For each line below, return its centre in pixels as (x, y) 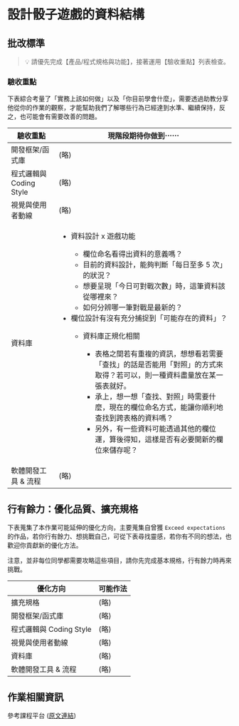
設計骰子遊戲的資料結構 (76, 15)
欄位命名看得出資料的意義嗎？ (133, 254)
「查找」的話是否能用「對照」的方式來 (159, 364)
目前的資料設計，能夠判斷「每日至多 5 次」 (155, 265)
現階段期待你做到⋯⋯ (143, 136)
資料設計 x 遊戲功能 (103, 236)
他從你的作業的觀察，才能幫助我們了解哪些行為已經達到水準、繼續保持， (113, 108)
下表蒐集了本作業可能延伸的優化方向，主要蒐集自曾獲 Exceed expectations (116, 528)
